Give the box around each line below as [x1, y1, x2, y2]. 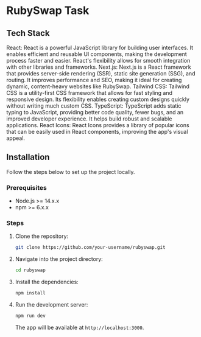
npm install [15, 290, 46, 296]
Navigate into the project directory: [15, 255, 104, 263]
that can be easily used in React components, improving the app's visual [6, 128, 188, 135]
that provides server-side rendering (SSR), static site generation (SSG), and [6, 70, 196, 77]
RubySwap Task [6, 4, 90, 18]
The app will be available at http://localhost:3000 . [15, 324, 144, 331]
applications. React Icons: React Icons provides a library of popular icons [6, 122, 190, 128]
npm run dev [15, 313, 46, 319]
